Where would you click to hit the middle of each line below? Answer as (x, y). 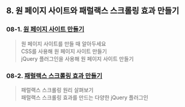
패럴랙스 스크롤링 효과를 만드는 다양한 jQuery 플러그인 (84, 97)
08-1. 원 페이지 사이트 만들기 (45, 29)
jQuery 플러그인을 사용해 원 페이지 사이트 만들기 (77, 58)
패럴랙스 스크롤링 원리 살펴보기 (57, 90)
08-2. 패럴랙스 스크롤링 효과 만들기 (54, 76)
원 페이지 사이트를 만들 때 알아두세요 (63, 43)
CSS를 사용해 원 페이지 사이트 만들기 (64, 51)
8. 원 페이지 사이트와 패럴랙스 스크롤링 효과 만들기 (93, 11)
